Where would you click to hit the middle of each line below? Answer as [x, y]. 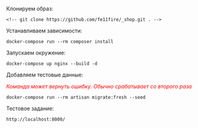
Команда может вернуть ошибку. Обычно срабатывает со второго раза [99, 86]
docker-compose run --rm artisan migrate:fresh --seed [76, 97]
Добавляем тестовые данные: [45, 75]
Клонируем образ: [30, 9]
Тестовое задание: [30, 108]
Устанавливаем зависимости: [44, 31]
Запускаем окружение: [36, 53]
